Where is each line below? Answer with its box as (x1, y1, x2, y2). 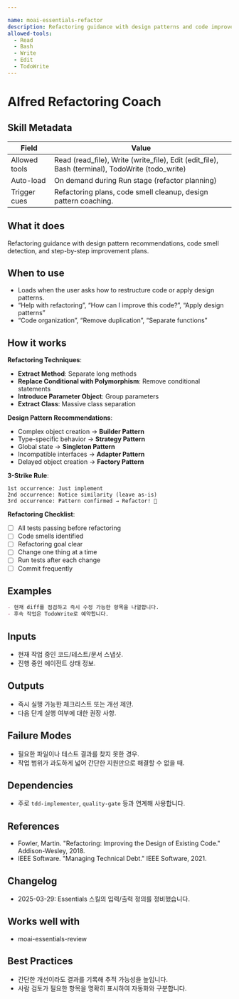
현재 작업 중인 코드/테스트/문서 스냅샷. (17, 650, 123, 658)
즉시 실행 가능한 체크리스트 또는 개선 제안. (17, 699, 134, 708)
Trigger (11, 186, 36, 196)
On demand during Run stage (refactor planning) (54, 175, 217, 185)
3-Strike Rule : (7, 471, 49, 480)
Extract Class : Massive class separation (17, 400, 137, 408)
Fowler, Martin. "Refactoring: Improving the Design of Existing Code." (17, 839, 221, 847)
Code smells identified (17, 532, 84, 541)
